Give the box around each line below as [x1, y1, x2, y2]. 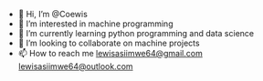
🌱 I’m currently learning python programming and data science [17, 28, 254, 38]
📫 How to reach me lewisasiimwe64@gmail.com [17, 48, 203, 58]
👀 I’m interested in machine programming [17, 18, 174, 29]
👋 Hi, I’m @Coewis [17, 9, 89, 19]
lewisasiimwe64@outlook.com [17, 61, 134, 72]
